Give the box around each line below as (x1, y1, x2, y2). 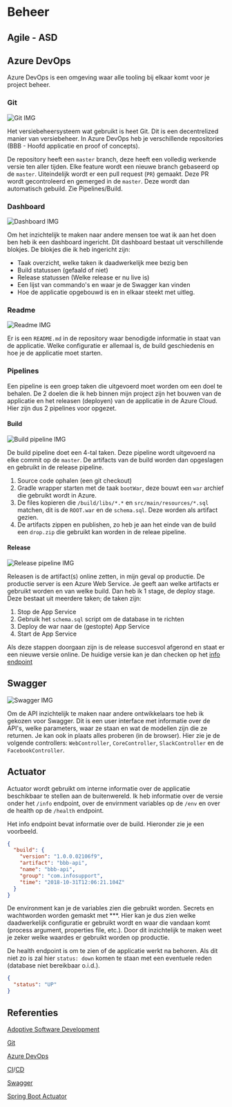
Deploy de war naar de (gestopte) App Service (17, 622, 150, 630)
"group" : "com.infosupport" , (19, 872, 104, 879)
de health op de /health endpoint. (7, 806, 104, 814)
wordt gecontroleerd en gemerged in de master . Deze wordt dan (7, 177, 190, 185)
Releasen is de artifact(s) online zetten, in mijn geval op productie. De (7, 572, 205, 580)
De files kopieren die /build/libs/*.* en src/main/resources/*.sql (17, 498, 209, 507)
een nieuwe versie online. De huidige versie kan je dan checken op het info (7, 650, 221, 658)
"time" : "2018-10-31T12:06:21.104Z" (19, 879, 126, 885)
